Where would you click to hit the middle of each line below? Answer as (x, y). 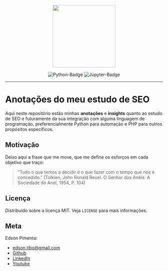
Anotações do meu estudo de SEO (77, 99)
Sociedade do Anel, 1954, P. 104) (51, 182)
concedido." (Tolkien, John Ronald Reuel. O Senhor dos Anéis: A (83, 177)
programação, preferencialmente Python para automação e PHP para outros (84, 124)
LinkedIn (21, 258)
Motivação (22, 145)
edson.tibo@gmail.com (36, 248)
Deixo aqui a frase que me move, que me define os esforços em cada (77, 157)
